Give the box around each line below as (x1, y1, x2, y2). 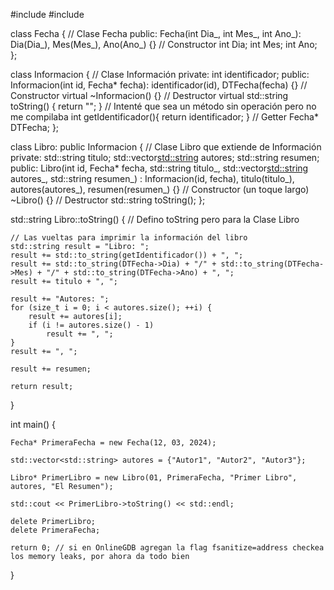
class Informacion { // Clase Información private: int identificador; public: (10, 69, 310, 80)
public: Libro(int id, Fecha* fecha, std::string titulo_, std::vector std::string (10, 162, 309, 174)
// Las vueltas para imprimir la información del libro (10, 233, 248, 243)
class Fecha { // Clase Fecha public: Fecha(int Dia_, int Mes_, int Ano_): (10, 28, 302, 39)
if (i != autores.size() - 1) (28, 320, 155, 330)
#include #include (10, 9, 85, 20)
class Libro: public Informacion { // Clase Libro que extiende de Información (10, 141, 322, 153)
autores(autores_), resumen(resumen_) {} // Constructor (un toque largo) (10, 184, 310, 195)
